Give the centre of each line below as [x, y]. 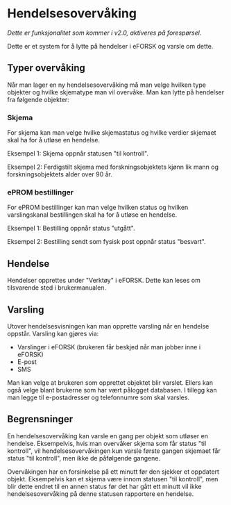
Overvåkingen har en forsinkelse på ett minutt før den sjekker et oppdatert [113, 472]
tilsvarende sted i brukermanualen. [57, 288]
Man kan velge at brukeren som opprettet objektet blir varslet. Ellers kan [110, 382]
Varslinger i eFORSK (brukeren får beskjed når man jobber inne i [109, 347]
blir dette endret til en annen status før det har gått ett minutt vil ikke [104, 486]
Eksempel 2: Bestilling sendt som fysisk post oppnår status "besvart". [106, 242]
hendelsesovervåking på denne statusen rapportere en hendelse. [101, 494]
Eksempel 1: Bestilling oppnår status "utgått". [71, 229]
